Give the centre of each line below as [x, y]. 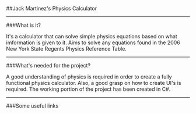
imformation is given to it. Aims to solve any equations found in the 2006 [93, 42]
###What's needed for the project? [48, 65]
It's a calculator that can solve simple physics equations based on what [92, 36]
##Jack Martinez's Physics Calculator [52, 8]
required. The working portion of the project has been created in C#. [88, 89]
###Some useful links [32, 106]
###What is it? [23, 25]
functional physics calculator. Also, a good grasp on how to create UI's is [94, 83]
